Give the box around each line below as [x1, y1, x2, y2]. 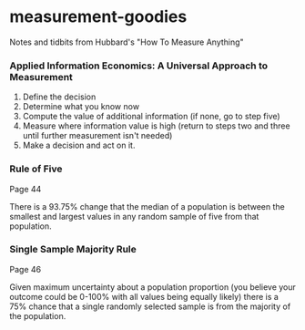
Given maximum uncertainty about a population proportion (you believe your [9, 281, 296, 293]
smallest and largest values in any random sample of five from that [9, 211, 259, 222]
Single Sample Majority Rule [9, 243, 137, 256]
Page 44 [9, 183, 42, 194]
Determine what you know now [22, 101, 139, 112]
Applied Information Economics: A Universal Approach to [9, 59, 269, 72]
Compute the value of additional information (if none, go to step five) [22, 111, 280, 122]
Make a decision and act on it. [22, 139, 136, 151]
